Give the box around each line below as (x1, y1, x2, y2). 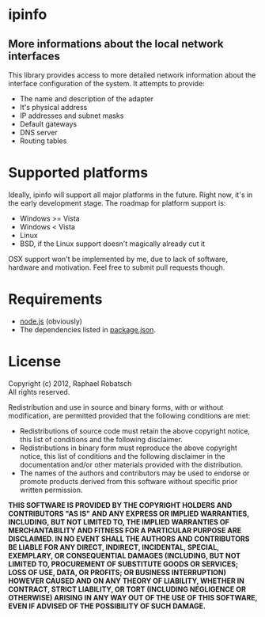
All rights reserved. (8, 387, 70, 396)
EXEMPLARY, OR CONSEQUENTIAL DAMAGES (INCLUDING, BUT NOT (8, 551, 241, 560)
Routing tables (19, 136, 67, 146)
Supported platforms (8, 164, 149, 182)
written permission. (19, 485, 83, 494)
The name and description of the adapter (19, 94, 154, 104)
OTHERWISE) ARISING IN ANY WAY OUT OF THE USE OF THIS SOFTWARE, (8, 592, 258, 602)
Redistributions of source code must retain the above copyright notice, (19, 426, 251, 436)
